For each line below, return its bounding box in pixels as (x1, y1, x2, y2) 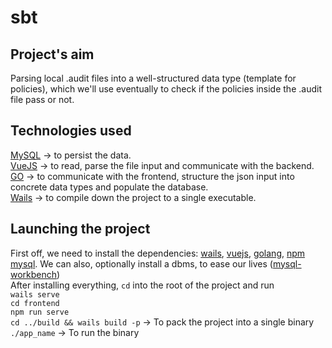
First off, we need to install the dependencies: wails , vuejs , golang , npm (10, 247, 306, 259)
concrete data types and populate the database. (10, 181, 209, 193)
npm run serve (10, 307, 70, 317)
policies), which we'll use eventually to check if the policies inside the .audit (10, 83, 322, 95)
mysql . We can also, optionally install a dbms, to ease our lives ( (10, 257, 273, 270)
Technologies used (10, 122, 132, 140)
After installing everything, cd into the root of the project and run (10, 279, 275, 291)
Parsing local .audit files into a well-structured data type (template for (10, 72, 297, 84)
